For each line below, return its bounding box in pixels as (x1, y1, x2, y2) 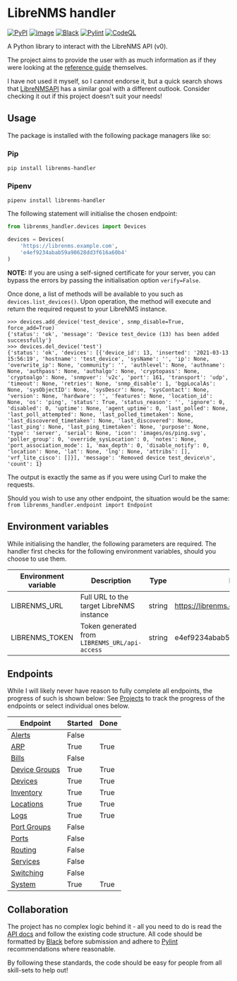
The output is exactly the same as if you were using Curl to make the (7, 472, 207, 481)
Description (90, 576, 132, 585)
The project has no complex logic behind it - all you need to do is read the (7, 922, 222, 931)
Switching (11, 868, 44, 878)
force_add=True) (7, 324, 55, 331)
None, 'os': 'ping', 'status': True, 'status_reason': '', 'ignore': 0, (7, 398, 226, 405)
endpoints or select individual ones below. (7, 701, 130, 711)
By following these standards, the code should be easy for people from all (7, 958, 222, 967)
